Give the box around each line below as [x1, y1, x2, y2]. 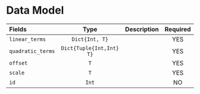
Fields [9, 25, 27, 33]
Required [164, 25, 191, 33]
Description [124, 25, 160, 33]
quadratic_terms [9, 48, 55, 54]
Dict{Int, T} [71, 36, 109, 42]
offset [9, 59, 28, 66]
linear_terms [9, 36, 46, 42]
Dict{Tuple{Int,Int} [61, 45, 119, 51]
